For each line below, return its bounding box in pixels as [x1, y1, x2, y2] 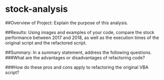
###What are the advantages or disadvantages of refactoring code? [5, 54, 146, 60]
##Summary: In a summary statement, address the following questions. [5, 49, 152, 55]
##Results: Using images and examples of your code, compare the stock [5, 29, 155, 35]
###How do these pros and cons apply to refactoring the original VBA [5, 64, 149, 70]
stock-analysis [5, 3, 68, 15]
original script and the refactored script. [5, 40, 87, 45]
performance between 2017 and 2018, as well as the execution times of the [5, 35, 160, 40]
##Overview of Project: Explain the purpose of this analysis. [5, 20, 129, 26]
